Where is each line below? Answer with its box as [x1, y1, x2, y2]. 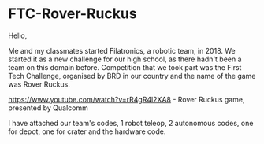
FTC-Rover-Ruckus [8, 5, 137, 23]
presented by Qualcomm [8, 103, 88, 113]
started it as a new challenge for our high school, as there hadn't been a [8, 54, 242, 64]
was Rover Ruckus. [8, 79, 71, 89]
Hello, [8, 31, 28, 40]
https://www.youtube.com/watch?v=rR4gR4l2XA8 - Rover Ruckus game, [8, 94, 245, 104]
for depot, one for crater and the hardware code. [8, 127, 166, 136]
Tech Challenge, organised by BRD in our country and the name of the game [8, 71, 256, 80]
